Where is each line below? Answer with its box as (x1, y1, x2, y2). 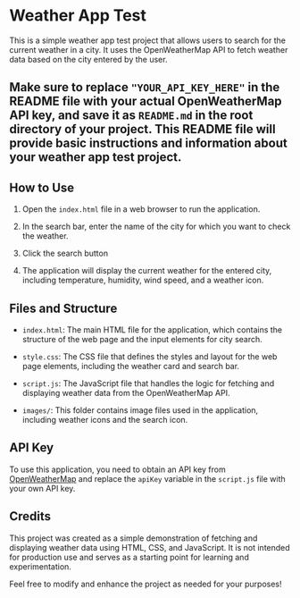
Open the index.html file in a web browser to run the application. (21, 204, 261, 215)
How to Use (9, 180, 75, 195)
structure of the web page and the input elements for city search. (21, 333, 263, 344)
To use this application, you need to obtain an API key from (9, 464, 226, 475)
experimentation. (9, 560, 71, 572)
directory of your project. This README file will (9, 122, 276, 137)
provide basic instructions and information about (9, 136, 287, 151)
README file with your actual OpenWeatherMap (9, 94, 283, 109)
